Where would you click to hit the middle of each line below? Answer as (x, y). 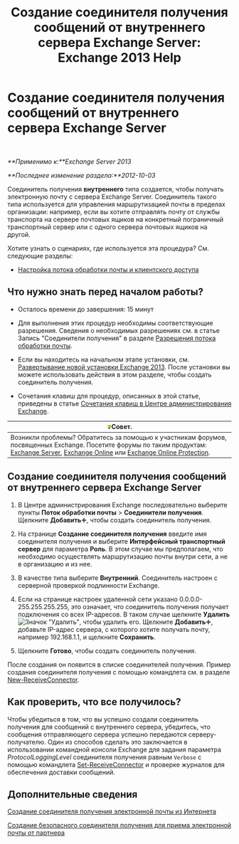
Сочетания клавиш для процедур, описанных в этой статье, (109, 396)
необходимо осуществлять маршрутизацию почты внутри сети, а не (122, 556)
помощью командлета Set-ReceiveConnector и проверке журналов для (116, 764)
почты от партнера (36, 833)
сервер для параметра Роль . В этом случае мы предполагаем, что (120, 549)
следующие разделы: (40, 255)
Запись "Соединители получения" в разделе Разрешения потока (117, 338)
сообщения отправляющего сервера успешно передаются (97, 734)
